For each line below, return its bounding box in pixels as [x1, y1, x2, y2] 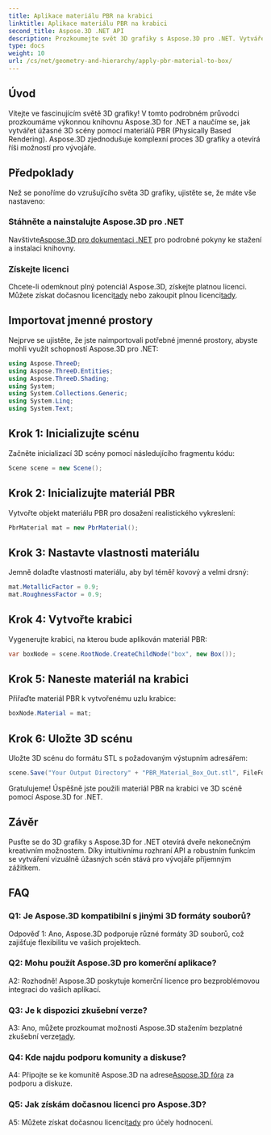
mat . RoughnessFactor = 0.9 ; [8, 591, 103, 599]
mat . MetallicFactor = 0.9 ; [8, 583, 99, 591]
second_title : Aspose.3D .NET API [8, 27, 125, 35]
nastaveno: [8, 196, 46, 206]
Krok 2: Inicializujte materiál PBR [8, 487, 176, 500]
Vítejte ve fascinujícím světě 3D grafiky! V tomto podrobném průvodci [8, 108, 240, 118]
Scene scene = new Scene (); [8, 464, 103, 472]
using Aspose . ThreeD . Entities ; [8, 367, 114, 375]
